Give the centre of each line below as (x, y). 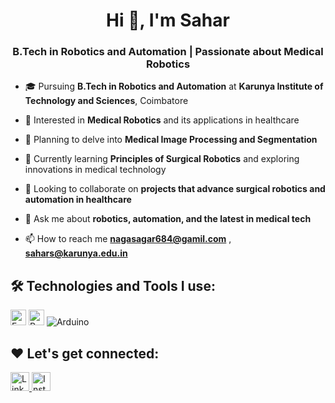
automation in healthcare (78, 200)
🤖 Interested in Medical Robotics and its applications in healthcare (162, 120)
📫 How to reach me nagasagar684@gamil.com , (128, 239)
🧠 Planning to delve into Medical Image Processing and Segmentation (171, 140)
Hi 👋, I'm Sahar (168, 20)
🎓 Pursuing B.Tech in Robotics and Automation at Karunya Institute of (174, 86)
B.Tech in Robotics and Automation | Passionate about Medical (168, 52)
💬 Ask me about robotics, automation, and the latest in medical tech (168, 219)
